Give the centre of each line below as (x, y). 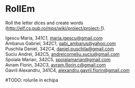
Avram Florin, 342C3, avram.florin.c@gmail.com (56, 65)
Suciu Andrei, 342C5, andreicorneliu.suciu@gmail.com (63, 54)
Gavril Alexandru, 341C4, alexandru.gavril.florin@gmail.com (68, 70)
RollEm (20, 9)
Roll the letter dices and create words (44, 23)
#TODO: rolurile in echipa (32, 80)
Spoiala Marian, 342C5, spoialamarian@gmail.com (58, 59)
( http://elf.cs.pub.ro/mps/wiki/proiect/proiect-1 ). (55, 28)
